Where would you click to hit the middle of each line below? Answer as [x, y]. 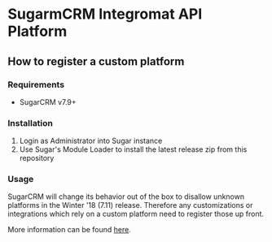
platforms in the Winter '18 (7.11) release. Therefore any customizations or [130, 205]
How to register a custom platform [96, 61]
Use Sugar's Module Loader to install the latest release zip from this [133, 149]
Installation [31, 123]
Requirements [36, 84]
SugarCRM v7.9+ [48, 102]
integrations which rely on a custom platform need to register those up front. [136, 214]
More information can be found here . [69, 230]
